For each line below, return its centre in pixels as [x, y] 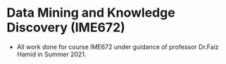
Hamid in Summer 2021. [51, 54]
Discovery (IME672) [66, 27]
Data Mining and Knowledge [91, 13]
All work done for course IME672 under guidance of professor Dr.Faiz [118, 47]
